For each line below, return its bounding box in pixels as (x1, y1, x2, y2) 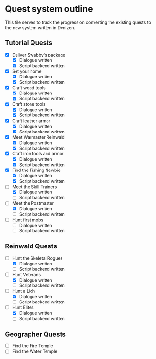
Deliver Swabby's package (12, 52, 66, 57)
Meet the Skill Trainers (12, 184, 57, 189)
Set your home (12, 68, 42, 74)
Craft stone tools (12, 101, 46, 107)
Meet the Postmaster (12, 200, 54, 206)
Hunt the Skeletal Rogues (12, 255, 63, 261)
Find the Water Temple (12, 348, 58, 354)
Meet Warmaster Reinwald (12, 134, 65, 140)
